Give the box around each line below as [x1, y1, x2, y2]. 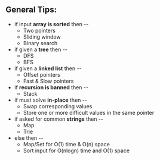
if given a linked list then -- [14, 65, 82, 72]
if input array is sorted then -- [14, 20, 89, 27]
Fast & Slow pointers [23, 77, 74, 84]
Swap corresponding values [23, 102, 93, 109]
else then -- [14, 134, 44, 142]
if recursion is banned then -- [14, 83, 89, 91]
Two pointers [23, 27, 56, 34]
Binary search [23, 39, 58, 46]
